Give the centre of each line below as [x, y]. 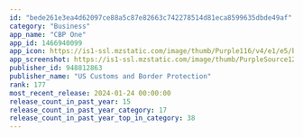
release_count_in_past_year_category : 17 [88, 110]
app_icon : [28, 51]
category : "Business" [50, 26]
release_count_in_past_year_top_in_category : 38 [102, 118]
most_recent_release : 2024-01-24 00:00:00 [90, 93]
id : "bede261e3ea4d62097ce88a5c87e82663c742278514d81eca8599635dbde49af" [151, 18]
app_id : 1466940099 [46, 43]
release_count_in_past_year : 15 [70, 101]
